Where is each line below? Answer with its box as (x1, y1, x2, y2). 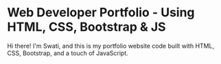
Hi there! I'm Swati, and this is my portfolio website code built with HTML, (7, 42, 215, 50)
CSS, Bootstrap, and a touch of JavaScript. (7, 49, 128, 57)
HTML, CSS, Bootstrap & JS (7, 19, 166, 35)
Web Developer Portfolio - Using (7, 5, 195, 20)
